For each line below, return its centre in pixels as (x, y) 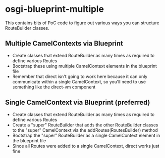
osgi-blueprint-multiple (55, 9)
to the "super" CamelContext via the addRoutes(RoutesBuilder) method (85, 130)
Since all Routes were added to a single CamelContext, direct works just (86, 146)
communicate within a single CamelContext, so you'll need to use (79, 81)
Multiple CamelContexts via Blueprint (64, 44)
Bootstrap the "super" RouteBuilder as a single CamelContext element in (86, 135)
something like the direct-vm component (54, 87)
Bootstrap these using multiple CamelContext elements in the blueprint (84, 66)
